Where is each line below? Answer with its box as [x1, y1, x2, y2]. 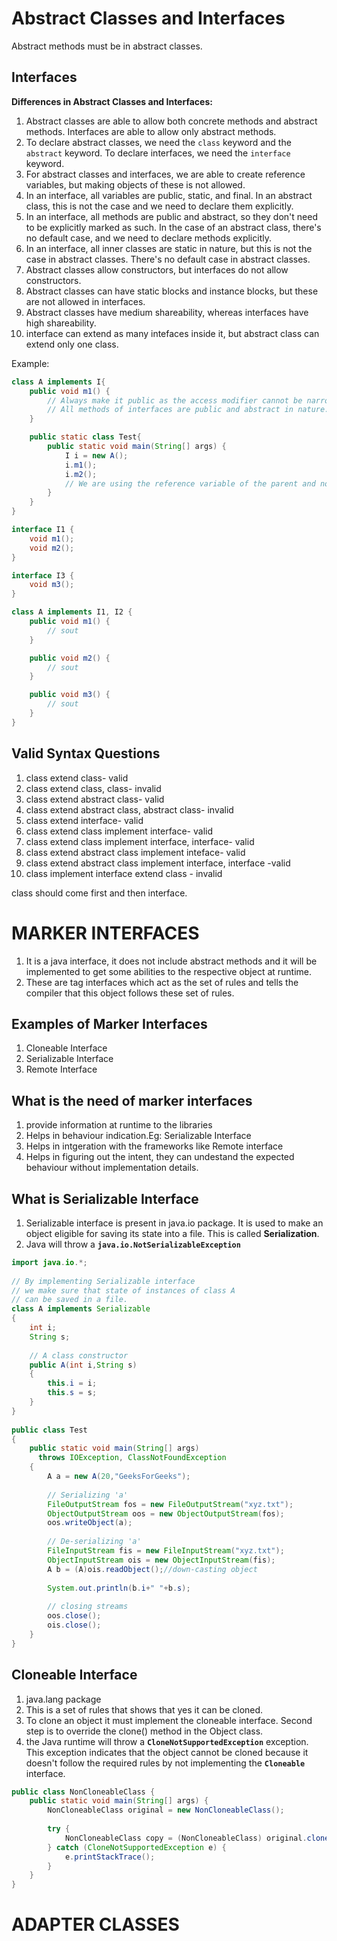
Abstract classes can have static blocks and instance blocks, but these [25, 285, 319, 297]
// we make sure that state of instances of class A [11, 1285, 236, 1296]
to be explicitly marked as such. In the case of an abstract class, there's [25, 221, 322, 233]
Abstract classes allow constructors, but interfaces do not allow [25, 263, 289, 276]
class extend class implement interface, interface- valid [25, 835, 255, 847]
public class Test [11, 1425, 88, 1435]
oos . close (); [47, 1611, 102, 1621]
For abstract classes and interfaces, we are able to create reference [25, 168, 306, 180]
